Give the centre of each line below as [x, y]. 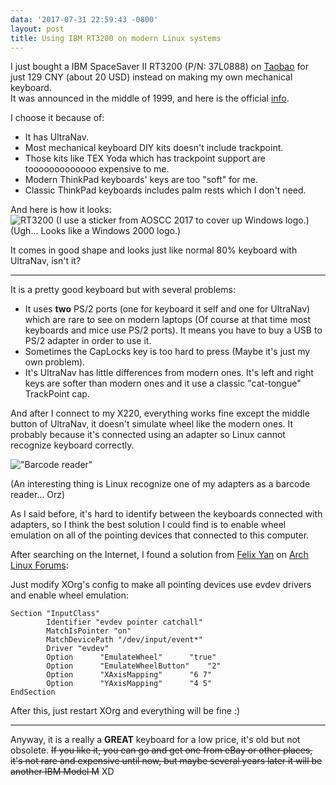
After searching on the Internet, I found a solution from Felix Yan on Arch [159, 555]
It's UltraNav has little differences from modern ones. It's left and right [169, 373]
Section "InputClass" [55, 614]
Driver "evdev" [78, 649]
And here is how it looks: [61, 210]
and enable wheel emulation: [70, 595]
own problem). [55, 362]
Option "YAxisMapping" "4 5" [129, 684]
